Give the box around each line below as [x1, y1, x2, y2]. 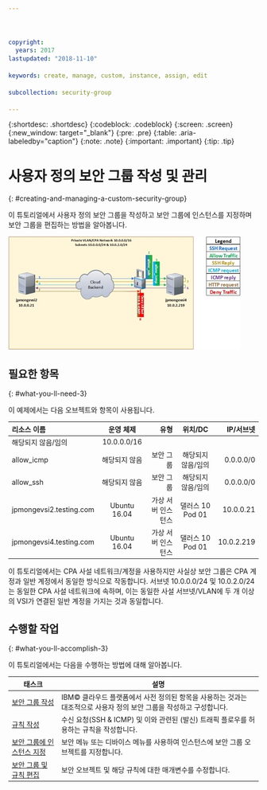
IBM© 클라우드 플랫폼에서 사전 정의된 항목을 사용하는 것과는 [60, 692, 248, 702]
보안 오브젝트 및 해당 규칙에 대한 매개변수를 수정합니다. [60, 765, 230, 774]
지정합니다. [88, 747, 123, 757]
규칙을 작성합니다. [82, 725, 137, 734]
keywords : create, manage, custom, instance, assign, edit [8, 72, 208, 80]
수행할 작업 [8, 622, 60, 636]
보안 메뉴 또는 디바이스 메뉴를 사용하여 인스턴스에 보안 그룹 [60, 737, 243, 747]
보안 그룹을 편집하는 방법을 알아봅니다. [8, 220, 127, 230]
